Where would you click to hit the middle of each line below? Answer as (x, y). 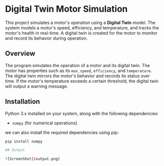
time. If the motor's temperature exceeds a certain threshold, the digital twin (82, 81)
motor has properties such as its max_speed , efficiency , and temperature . (79, 71)
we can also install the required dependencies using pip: (62, 132)
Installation (23, 102)
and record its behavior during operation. (47, 38)
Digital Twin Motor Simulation (66, 9)
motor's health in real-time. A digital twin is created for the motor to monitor (81, 33)
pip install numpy (24, 141)
